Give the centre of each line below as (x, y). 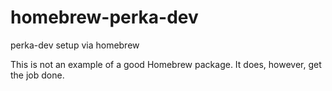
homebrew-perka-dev (104, 17)
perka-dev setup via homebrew (75, 45)
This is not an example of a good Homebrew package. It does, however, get (166, 64)
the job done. (37, 75)
